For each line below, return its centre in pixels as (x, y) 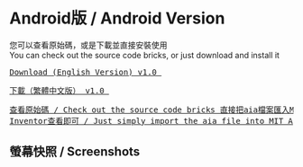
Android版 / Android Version (117, 18)
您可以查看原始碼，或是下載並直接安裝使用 (88, 45)
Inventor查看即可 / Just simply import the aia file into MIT (147, 121)
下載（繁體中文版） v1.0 (57, 90)
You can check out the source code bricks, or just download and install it (144, 55)
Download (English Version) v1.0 (83, 72)
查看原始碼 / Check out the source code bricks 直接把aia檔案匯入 (150, 110)
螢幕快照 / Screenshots (75, 152)
